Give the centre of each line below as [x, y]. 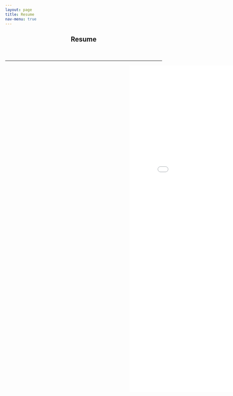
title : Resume [20, 14]
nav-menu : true [21, 19]
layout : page [19, 10]
